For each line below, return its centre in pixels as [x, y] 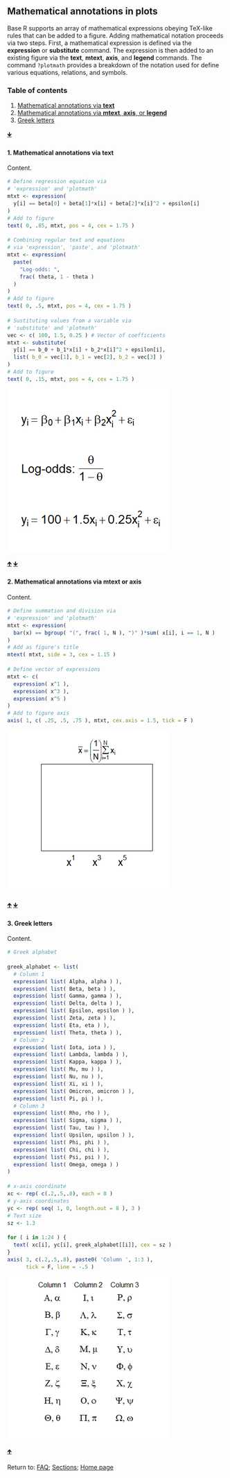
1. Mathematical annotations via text [61, 153]
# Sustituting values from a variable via [69, 321]
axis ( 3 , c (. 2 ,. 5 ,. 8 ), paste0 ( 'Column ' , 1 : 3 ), [80, 1259]
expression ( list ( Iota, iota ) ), [65, 1047]
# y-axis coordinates [38, 1201]
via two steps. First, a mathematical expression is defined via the [99, 43]
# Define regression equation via [57, 182]
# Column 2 [29, 1040]
